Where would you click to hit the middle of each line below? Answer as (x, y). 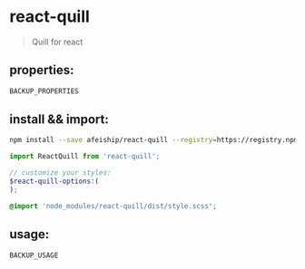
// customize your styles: (60, 173)
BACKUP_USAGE (34, 255)
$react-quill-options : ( (54, 182)
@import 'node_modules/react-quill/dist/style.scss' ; (113, 206)
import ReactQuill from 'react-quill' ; (85, 157)
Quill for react (57, 42)
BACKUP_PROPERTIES (44, 91)
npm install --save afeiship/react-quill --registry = (113, 140)
